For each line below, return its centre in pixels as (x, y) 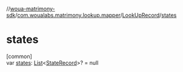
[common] (19, 56)
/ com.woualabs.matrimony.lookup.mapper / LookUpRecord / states (96, 15)
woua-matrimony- (33, 9)
